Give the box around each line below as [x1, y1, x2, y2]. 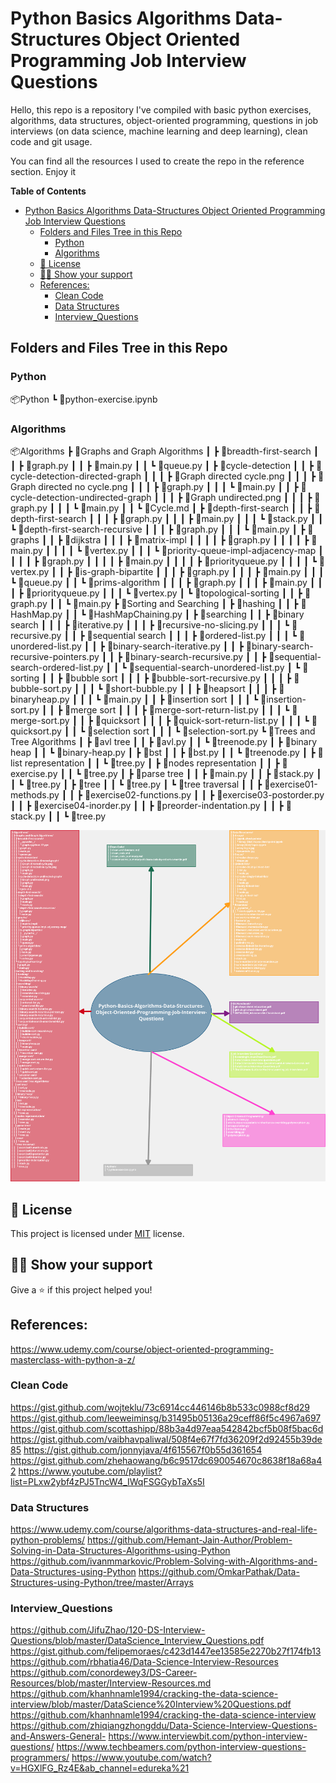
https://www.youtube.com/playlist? [18, 1465, 163, 1477]
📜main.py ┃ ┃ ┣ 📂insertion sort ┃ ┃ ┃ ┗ [103, 693, 259, 705]
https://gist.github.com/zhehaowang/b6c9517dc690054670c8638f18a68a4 [10, 1454, 323, 1466]
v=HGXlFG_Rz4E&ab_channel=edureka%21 [10, 1762, 190, 1774]
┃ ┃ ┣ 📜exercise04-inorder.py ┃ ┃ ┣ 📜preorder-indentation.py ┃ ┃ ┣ [10, 799, 284, 811]
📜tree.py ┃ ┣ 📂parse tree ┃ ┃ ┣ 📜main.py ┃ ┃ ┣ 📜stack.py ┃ [83, 767, 322, 779]
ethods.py [10, 788, 60, 801]
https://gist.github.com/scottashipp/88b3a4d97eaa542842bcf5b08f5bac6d [10, 1422, 324, 1434]
